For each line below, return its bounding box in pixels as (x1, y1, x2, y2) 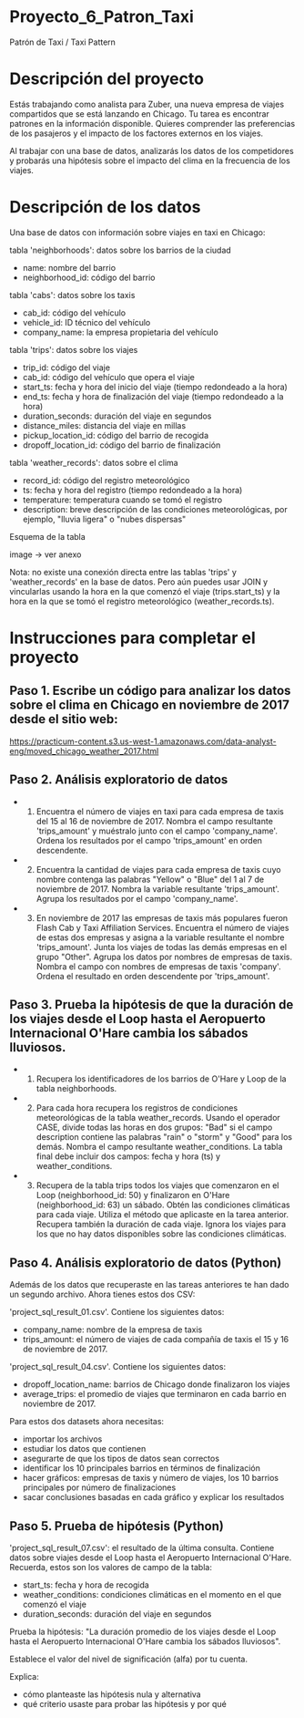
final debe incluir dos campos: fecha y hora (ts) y (35, 1151, 221, 1162)
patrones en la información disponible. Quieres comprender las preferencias (9, 118, 296, 129)
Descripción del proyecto (9, 68, 205, 89)
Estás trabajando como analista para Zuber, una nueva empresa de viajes (9, 98, 285, 109)
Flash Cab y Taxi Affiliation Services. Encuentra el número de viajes (35, 922, 289, 933)
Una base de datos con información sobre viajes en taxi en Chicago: (9, 226, 266, 238)
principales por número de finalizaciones (22, 1482, 177, 1493)
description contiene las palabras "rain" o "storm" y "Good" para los (35, 1132, 293, 1143)
